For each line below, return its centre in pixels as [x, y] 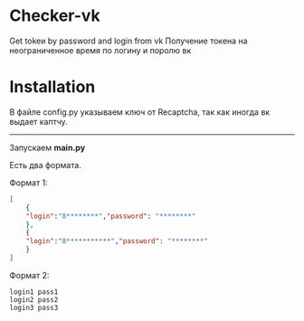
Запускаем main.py [47, 147]
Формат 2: [29, 275]
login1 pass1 [34, 292]
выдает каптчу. [38, 121]
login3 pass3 [34, 307]
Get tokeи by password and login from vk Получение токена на [128, 41]
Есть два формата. [45, 165]
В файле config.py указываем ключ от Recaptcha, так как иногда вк [140, 112]
